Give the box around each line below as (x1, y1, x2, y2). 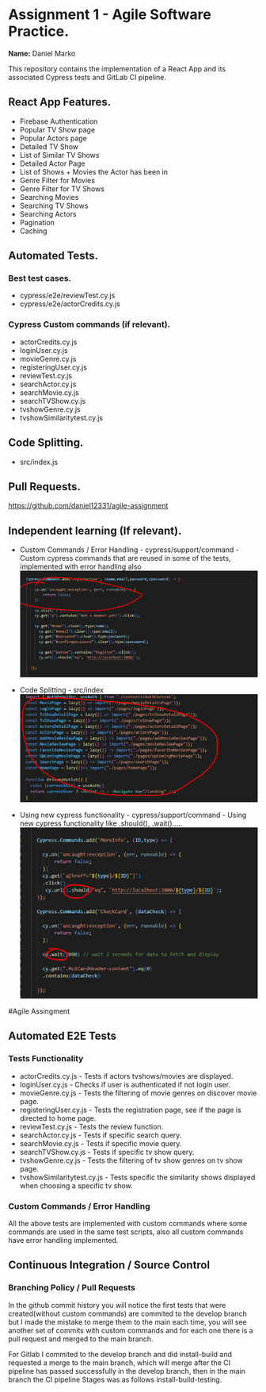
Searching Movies (19, 192, 79, 201)
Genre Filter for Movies (19, 175, 95, 185)
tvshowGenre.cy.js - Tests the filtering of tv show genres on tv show (19, 1156, 244, 1165)
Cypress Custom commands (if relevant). (8, 319, 171, 330)
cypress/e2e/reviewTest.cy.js (19, 291, 116, 301)
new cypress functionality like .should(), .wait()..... (19, 819, 183, 828)
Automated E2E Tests (8, 1030, 117, 1043)
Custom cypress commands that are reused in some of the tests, (19, 554, 231, 563)
